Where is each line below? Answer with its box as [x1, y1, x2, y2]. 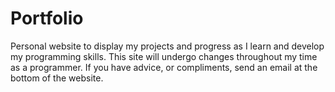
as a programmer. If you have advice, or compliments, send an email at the [10, 61, 318, 73]
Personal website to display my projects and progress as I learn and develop [10, 40, 325, 52]
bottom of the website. [10, 72, 104, 84]
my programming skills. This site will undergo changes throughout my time [10, 50, 318, 62]
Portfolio [10, 7, 84, 30]
